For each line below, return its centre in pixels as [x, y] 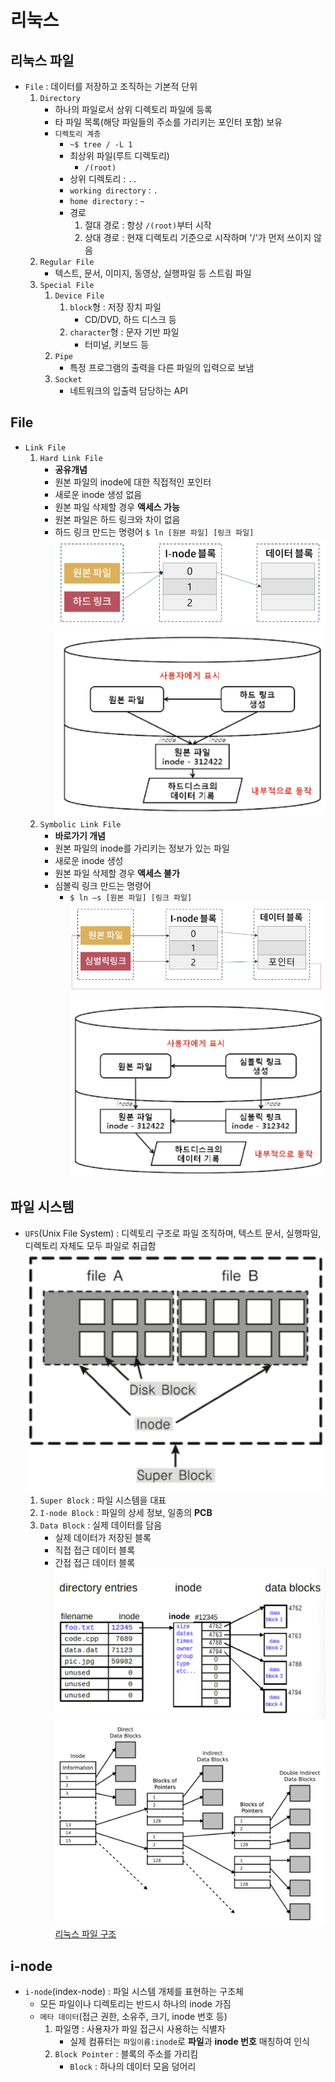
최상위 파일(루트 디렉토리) [119, 155]
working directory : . [113, 190]
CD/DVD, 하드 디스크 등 [130, 319]
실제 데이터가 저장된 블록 [103, 1537]
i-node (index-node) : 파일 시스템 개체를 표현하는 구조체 [134, 1992]
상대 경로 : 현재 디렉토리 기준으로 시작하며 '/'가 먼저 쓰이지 [198, 237]
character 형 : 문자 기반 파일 [124, 332]
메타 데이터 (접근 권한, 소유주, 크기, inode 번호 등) [133, 2017]
